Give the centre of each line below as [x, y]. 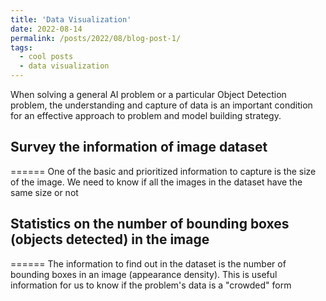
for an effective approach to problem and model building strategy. [146, 115]
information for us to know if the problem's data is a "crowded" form [151, 285]
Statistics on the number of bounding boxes [150, 224]
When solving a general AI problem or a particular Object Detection [148, 94]
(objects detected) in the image [110, 239]
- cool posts [46, 57]
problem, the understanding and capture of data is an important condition [161, 105]
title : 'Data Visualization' [71, 19]
